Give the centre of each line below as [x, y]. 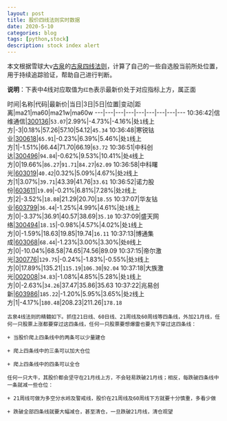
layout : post [26, 13]
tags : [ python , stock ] [38, 39]
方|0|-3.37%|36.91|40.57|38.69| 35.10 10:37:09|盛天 [80, 216]
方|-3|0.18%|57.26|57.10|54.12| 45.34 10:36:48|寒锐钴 [81, 130]
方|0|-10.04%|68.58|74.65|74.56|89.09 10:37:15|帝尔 [82, 251]
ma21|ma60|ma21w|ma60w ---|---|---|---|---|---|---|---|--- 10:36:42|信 [117, 112]
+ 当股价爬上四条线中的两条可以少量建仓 [56, 337]
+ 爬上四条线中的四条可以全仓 [44, 364]
